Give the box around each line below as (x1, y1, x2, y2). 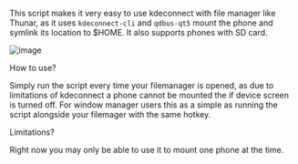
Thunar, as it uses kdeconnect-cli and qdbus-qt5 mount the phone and (9, 17, 273, 28)
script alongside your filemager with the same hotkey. (9, 109, 211, 119)
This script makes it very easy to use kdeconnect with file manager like (9, 8, 276, 18)
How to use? (9, 63, 57, 73)
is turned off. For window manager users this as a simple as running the (9, 99, 278, 110)
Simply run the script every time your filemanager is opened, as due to (9, 80, 274, 90)
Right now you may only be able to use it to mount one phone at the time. (9, 145, 284, 155)
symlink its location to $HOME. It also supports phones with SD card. (9, 27, 268, 37)
